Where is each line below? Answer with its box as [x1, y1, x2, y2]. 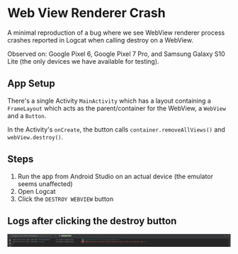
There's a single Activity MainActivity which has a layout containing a [7, 96, 211, 105]
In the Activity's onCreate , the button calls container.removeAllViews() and [7, 125, 225, 134]
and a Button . [7, 111, 47, 120]
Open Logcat [17, 187, 56, 195]
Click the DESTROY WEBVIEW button [17, 195, 114, 203]
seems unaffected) [17, 179, 73, 188]
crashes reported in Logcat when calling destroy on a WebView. [7, 35, 193, 44]
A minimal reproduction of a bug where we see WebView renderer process [7, 28, 225, 37]
